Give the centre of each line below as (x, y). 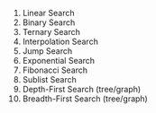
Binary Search (49, 22)
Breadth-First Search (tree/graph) (85, 99)
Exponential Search (59, 61)
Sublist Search (49, 79)
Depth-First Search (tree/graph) (82, 89)
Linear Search (48, 13)
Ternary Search (51, 32)
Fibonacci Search (55, 70)
